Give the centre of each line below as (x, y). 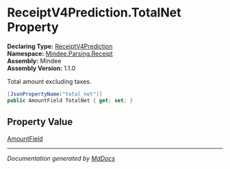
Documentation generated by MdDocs (61, 158)
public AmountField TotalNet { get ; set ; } (70, 100)
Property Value (40, 122)
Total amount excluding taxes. (49, 81)
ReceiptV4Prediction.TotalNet (94, 13)
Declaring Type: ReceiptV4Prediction (60, 46)
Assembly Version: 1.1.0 (41, 68)
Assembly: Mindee (34, 60)
